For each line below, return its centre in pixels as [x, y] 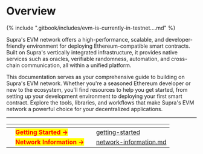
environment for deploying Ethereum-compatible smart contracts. [108, 46]
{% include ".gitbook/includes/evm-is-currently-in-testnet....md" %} [91, 28]
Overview [31, 11]
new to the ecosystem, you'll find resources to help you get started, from [97, 89]
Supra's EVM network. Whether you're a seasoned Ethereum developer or [98, 83]
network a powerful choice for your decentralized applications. [85, 109]
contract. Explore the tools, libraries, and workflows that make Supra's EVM [100, 102]
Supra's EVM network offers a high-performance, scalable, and [85, 39]
